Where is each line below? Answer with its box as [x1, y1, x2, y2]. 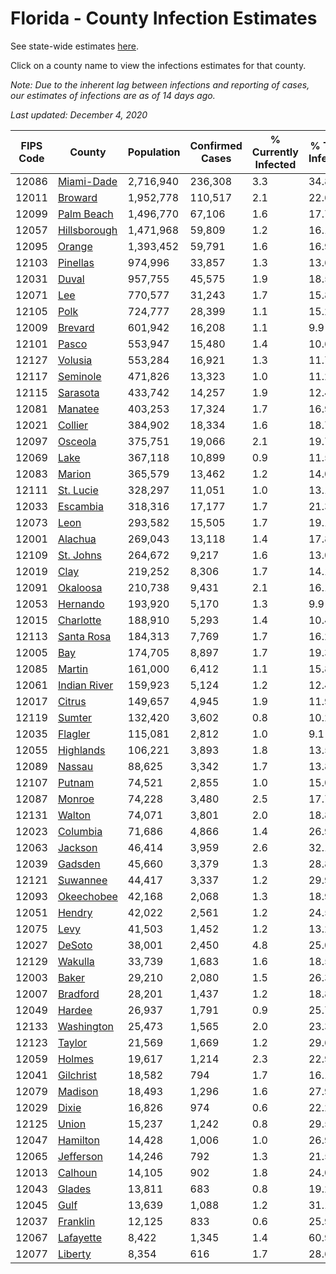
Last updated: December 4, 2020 [10, 108, 148, 121]
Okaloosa [57, 580, 103, 594]
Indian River [57, 678, 114, 692]
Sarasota [57, 385, 100, 399]
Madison [57, 1084, 99, 1098]
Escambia [57, 499, 104, 513]
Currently [251, 145, 299, 159]
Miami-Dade [57, 174, 118, 188]
